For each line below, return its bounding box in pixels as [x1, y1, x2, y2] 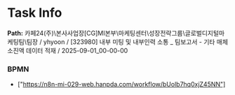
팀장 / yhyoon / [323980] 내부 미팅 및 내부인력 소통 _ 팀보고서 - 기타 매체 [26, 37, 229, 46]
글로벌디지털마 [184, 29, 225, 37]
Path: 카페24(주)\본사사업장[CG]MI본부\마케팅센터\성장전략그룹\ [7, 29, 186, 37]
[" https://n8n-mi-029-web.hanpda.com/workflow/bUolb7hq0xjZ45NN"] [17, 80, 226, 89]
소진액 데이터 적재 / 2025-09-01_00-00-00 [7, 46, 128, 54]
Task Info [7, 5, 62, 21]
